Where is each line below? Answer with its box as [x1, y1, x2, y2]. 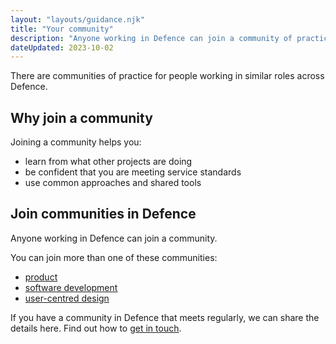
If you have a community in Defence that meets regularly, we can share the [10, 311, 320, 323]
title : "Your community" [10, 24, 114, 34]
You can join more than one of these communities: [10, 251, 218, 263]
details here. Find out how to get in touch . [10, 322, 182, 334]
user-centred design [24, 292, 110, 304]
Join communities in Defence [10, 206, 197, 223]
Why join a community [10, 109, 153, 126]
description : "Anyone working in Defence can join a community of [10, 33, 293, 43]
